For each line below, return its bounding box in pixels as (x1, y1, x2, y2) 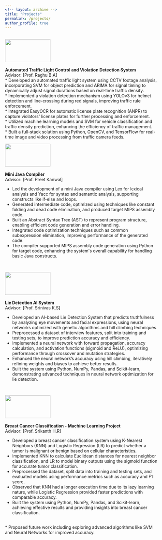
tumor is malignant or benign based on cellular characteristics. (12, 448, 137, 454)
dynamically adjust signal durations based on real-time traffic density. (5, 88, 144, 94)
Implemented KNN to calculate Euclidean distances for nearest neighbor (12, 453, 156, 459)
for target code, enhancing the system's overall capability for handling (12, 248, 152, 254)
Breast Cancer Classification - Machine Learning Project (5, 423, 121, 429)
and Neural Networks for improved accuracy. (5, 530, 95, 536)
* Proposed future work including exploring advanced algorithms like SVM (5, 524, 153, 530)
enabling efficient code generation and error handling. (12, 222, 120, 228)
